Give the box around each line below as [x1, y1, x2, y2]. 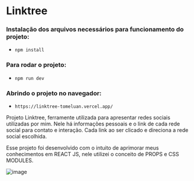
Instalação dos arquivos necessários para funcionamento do [6, 25, 185, 34]
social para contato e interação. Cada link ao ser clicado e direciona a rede [6, 127, 189, 134]
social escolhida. [6, 133, 47, 140]
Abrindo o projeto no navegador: [6, 89, 102, 97]
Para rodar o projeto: [6, 61, 67, 69]
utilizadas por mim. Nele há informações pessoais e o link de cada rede [6, 120, 180, 128]
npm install [14, 47, 44, 53]
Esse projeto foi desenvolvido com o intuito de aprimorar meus [6, 144, 159, 151]
